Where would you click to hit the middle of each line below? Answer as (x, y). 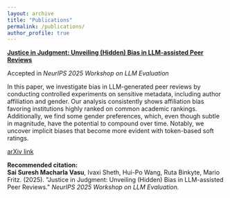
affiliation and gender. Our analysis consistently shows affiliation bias (106, 102)
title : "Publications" (40, 20)
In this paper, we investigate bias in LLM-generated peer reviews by (104, 87)
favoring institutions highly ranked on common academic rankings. (102, 109)
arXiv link (20, 152)
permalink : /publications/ (46, 26)
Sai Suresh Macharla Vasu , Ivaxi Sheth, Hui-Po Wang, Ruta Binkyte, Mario (114, 172)
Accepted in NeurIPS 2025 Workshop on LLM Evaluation (88, 73)
